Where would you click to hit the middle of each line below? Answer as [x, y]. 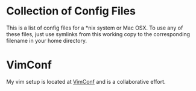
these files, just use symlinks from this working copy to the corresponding [98, 34]
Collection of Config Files [71, 11]
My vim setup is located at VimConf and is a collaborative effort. [86, 81]
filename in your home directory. [47, 40]
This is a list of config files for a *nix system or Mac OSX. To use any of [95, 28]
